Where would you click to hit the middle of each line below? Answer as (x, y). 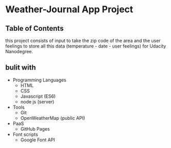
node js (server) (37, 101)
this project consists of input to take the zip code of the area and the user (83, 40)
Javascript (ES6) (38, 96)
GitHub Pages (35, 129)
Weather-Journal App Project (69, 9)
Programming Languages (40, 80)
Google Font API (38, 140)
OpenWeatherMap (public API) (53, 118)
